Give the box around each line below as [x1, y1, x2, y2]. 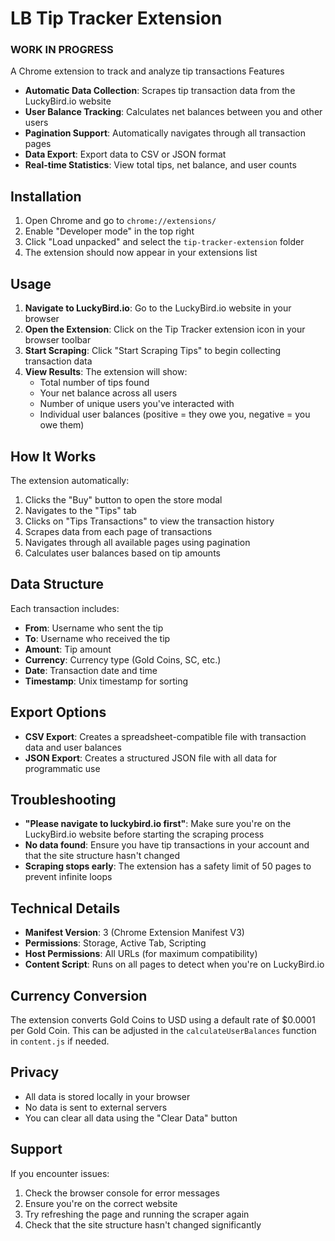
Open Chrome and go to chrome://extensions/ [24, 215, 217, 227]
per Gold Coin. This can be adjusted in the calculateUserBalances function [10, 1024, 317, 1036]
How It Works [10, 448, 97, 465]
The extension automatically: [10, 474, 130, 486]
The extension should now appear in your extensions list [24, 247, 258, 259]
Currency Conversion [10, 987, 148, 1004]
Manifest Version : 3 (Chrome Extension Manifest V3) [24, 927, 245, 939]
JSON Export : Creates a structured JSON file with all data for [24, 752, 278, 764]
